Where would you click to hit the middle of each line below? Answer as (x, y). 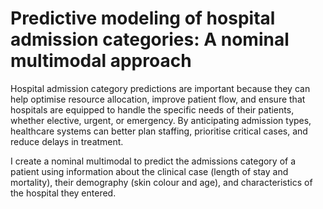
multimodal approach (101, 61)
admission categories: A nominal (150, 39)
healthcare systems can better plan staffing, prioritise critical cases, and (159, 131)
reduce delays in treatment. (67, 141)
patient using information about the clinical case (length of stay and (149, 171)
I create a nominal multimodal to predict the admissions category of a (153, 161)
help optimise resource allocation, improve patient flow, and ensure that (158, 99)
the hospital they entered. (63, 193)
